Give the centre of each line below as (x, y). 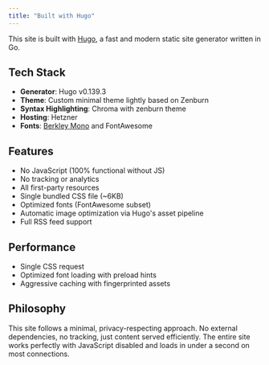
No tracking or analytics (59, 179)
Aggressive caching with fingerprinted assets (95, 284)
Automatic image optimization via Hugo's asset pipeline (112, 213)
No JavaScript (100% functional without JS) (92, 170)
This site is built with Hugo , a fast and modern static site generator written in (134, 39)
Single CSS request (52, 267)
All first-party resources (59, 188)
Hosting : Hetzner (49, 117)
